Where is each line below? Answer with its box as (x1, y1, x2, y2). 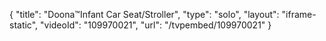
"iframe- (281, 9, 317, 20)
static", (9, 19, 39, 31)
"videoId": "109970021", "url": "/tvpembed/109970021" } (40, 19, 272, 31)
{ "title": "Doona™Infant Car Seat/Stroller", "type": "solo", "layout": (9, 9, 280, 20)
